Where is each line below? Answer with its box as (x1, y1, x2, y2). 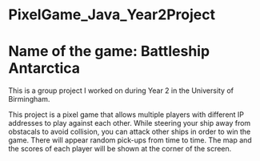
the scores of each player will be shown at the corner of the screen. (8, 144, 232, 154)
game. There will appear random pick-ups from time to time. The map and (8, 135, 252, 145)
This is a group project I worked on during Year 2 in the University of (8, 86, 234, 95)
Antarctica (8, 59, 81, 78)
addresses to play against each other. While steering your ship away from (8, 119, 251, 128)
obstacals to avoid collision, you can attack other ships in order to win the (8, 127, 251, 137)
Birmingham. (8, 95, 50, 104)
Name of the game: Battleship (8, 42, 210, 61)
